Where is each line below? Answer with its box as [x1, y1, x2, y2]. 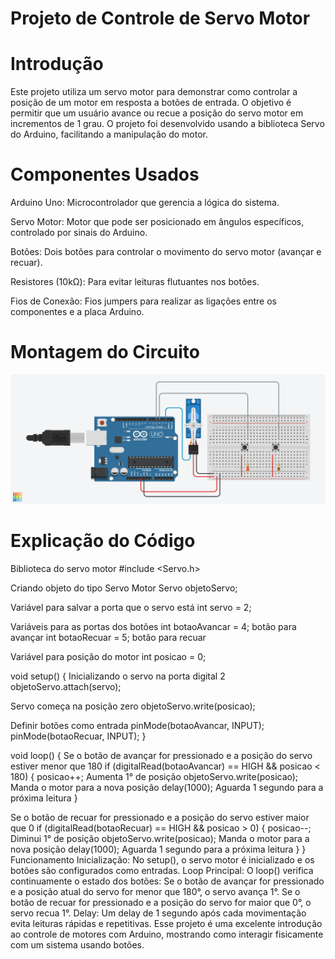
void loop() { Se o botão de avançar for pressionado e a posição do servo [10, 750, 313, 762]
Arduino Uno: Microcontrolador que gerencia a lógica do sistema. [10, 197, 280, 209]
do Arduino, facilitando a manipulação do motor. [10, 128, 209, 141]
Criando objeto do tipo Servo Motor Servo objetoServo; [10, 582, 238, 594]
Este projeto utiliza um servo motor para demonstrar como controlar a [10, 86, 298, 98]
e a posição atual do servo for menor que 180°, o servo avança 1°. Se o [10, 886, 301, 898]
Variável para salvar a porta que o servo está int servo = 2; [10, 602, 252, 614]
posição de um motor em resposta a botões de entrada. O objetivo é [10, 97, 292, 109]
